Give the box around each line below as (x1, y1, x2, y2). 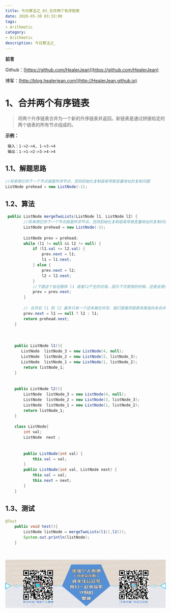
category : (5, 30, 26, 35)
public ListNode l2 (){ (14, 386, 63, 392)
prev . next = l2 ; (41, 268, 76, 273)
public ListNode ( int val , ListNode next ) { (23, 467, 117, 473)
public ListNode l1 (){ (14, 343, 63, 348)
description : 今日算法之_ (5, 41, 56, 46)
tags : (5, 19, 17, 24)
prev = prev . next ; (32, 289, 72, 295)
